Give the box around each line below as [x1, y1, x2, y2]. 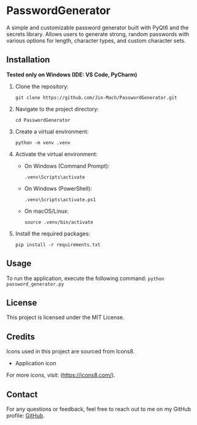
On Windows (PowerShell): [24, 185, 92, 192]
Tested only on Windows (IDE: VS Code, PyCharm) [6, 71, 138, 78]
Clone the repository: [15, 83, 69, 90]
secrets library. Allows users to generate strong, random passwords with [6, 30, 190, 37]
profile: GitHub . [6, 412, 45, 419]
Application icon [15, 360, 57, 367]
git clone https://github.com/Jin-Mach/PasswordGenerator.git [15, 94, 177, 101]
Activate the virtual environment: [15, 150, 98, 158]
